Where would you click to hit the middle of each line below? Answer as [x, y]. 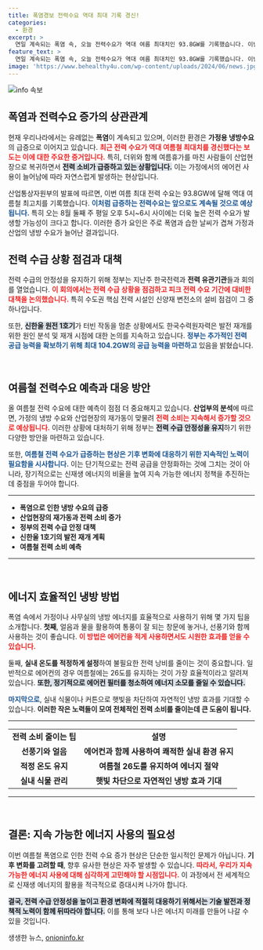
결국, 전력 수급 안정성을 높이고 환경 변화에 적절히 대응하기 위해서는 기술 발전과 [125, 901]
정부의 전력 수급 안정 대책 [58, 527]
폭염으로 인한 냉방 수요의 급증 [64, 508]
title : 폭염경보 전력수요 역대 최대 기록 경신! [74, 15]
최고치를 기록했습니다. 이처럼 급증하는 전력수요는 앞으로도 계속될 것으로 [130, 203]
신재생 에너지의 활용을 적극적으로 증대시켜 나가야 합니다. [102, 884]
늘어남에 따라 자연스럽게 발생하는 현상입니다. [90, 177]
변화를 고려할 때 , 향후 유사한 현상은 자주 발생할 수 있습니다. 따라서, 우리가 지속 [134, 864]
